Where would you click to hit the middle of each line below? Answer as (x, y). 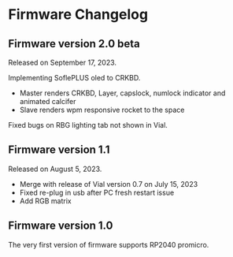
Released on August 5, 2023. (55, 169)
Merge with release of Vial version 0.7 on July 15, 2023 (109, 184)
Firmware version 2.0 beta (74, 44)
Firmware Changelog (78, 15)
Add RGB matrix (46, 201)
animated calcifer (48, 101)
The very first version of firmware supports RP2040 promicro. (109, 244)
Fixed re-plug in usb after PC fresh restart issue (97, 192)
